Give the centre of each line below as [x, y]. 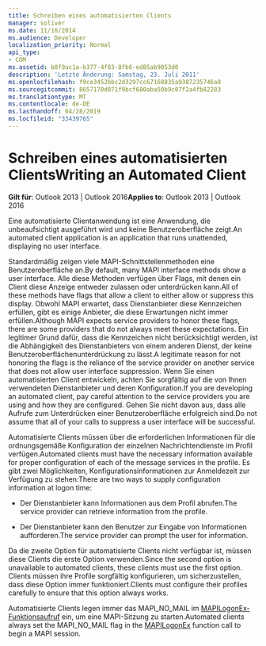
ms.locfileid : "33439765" [51, 119]
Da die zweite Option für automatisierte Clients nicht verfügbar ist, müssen [130, 550]
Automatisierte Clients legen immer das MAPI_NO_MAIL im [104, 608]
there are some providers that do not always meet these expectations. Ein [128, 329]
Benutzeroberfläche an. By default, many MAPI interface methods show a [127, 270]
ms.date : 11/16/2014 [42, 30]
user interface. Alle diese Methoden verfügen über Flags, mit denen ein [125, 278]
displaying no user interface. [55, 246]
